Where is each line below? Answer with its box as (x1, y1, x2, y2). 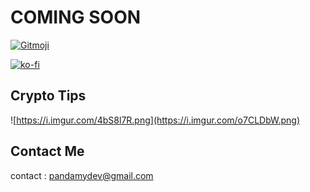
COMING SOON (10, 6, 142, 29)
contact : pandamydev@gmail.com (10, 169, 154, 181)
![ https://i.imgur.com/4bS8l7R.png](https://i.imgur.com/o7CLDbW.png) (10, 114, 301, 126)
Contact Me (10, 143, 85, 160)
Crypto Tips (10, 87, 87, 105)
